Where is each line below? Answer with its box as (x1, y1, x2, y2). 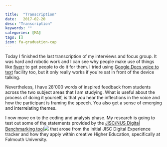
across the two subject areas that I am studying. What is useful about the (5, 89, 156, 95)
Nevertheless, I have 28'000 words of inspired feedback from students (5, 84, 151, 90)
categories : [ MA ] (5, 30, 41, 35)
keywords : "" (5, 26, 32, 31)
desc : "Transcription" (5, 21, 52, 26)
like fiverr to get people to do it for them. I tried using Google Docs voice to (5, 64, 159, 70)
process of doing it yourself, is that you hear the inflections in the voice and (5, 94, 161, 100)
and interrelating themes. (5, 105, 57, 111)
